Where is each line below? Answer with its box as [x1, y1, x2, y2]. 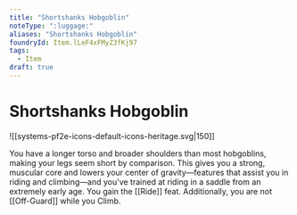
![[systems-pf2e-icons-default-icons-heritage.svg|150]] [9, 130, 216, 141]
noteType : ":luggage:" [9, 21, 94, 30]
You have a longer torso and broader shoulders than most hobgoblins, [9, 148, 267, 159]
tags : [9, 46, 29, 55]
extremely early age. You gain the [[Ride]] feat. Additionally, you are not [9, 186, 272, 196]
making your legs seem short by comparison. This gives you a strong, [9, 157, 266, 168]
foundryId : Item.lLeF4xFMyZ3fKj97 [9, 37, 138, 47]
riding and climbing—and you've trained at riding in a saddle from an [9, 176, 261, 187]
